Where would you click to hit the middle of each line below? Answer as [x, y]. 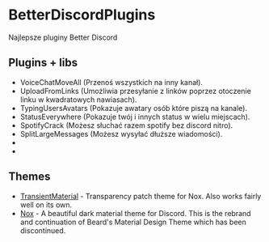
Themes [29, 177]
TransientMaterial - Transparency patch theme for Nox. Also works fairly [141, 196]
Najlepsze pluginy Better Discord [63, 37]
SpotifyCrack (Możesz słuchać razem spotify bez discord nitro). [126, 125]
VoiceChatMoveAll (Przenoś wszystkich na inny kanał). [111, 82]
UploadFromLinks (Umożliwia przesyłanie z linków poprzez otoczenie [136, 91]
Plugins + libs [43, 63]
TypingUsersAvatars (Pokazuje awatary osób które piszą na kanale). [134, 108]
